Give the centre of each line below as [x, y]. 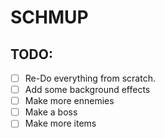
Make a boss [51, 112]
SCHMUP [49, 17]
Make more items [60, 123]
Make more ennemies [69, 101]
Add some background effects [87, 90]
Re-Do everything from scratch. [90, 78]
